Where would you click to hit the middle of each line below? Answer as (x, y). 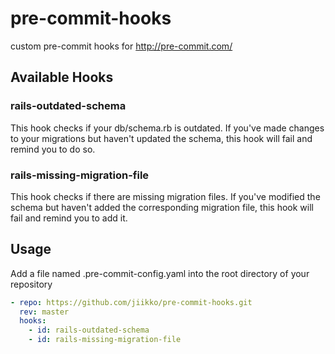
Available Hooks (62, 77)
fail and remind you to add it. (69, 218)
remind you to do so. (53, 149)
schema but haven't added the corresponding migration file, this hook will (162, 207)
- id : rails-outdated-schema (89, 330)
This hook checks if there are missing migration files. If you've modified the (165, 196)
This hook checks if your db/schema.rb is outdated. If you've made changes (167, 128)
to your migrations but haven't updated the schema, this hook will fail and (161, 138)
